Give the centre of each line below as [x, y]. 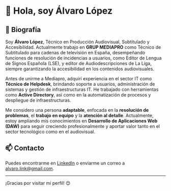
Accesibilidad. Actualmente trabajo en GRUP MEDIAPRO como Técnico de [83, 47]
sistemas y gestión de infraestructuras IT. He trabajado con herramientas [82, 89]
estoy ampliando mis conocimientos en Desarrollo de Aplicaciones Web [81, 121]
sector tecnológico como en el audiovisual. [50, 132]
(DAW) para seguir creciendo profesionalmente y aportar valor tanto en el [83, 126]
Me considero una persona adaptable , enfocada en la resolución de [77, 110]
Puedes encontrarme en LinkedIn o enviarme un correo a [65, 163]
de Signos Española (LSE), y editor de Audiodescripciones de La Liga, [78, 63]
